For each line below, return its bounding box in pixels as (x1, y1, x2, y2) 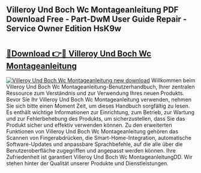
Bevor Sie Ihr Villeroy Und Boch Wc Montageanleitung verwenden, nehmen (6, 96, 192, 103)
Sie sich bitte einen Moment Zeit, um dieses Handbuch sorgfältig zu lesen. (6, 102, 190, 109)
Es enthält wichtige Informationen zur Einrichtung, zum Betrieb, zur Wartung (6, 109, 195, 116)
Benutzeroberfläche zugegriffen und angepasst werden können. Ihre (6, 147, 176, 154)
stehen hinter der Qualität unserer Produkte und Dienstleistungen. (6, 160, 169, 167)
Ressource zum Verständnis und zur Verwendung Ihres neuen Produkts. (6, 90, 185, 97)
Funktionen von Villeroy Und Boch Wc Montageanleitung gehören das (6, 128, 179, 135)
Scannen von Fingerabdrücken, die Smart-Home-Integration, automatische (6, 135, 192, 141)
